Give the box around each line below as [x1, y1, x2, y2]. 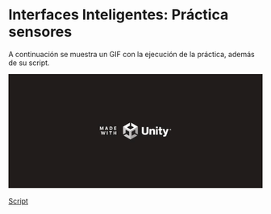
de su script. [8, 58, 50, 68]
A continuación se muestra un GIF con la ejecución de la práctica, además [8, 49, 256, 59]
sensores [8, 23, 73, 41]
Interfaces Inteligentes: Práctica [8, 6, 229, 24]
